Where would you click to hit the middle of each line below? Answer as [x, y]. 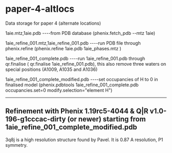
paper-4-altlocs [40, 9]
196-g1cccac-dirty [36, 119]
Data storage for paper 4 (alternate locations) [53, 23]
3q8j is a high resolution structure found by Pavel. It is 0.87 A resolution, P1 [84, 140]
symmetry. [17, 145]
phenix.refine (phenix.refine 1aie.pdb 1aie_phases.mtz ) [63, 48]
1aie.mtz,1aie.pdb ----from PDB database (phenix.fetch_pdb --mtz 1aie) [80, 33]
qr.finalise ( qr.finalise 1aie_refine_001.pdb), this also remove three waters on [86, 64]
